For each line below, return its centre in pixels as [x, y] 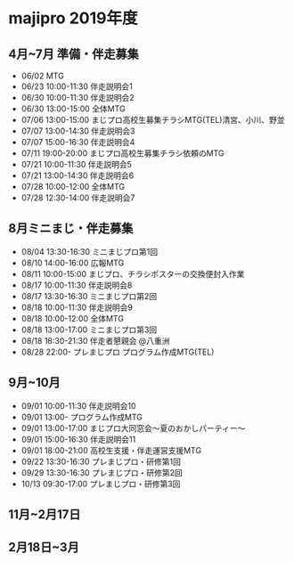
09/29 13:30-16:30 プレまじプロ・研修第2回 [102, 472]
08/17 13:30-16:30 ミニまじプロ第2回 [89, 296]
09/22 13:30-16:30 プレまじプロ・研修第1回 [101, 461]
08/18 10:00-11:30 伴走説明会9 [77, 307]
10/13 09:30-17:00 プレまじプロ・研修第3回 [101, 484]
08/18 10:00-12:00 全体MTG [72, 318]
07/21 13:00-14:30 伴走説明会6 [78, 175]
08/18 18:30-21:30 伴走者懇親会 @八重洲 [95, 340]
